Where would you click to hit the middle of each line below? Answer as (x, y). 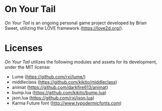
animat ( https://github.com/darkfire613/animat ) (60, 87)
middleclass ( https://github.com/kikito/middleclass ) (64, 82)
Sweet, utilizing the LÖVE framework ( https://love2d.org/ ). (64, 28)
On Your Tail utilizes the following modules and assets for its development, (81, 62)
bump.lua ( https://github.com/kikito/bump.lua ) (59, 92)
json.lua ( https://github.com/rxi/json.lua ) (53, 98)
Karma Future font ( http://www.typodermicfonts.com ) (67, 103)
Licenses (24, 48)
